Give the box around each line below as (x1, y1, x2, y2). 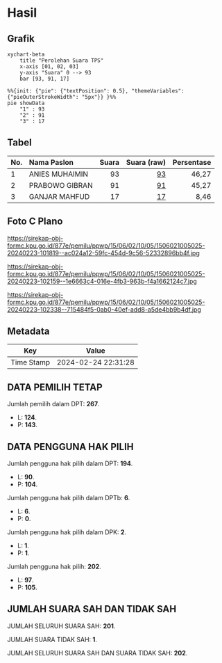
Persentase (172, 157, 212, 167)
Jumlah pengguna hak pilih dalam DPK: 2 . (7, 528, 127, 536)
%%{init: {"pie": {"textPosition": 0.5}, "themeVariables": (7, 88, 185, 95)
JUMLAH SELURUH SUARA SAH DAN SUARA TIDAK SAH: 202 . (7, 648, 188, 657)
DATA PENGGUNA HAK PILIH (7, 440, 134, 453)
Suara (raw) (126, 157, 166, 167)
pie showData (7, 99, 45, 106)
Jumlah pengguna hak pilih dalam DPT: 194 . (7, 459, 133, 468)
